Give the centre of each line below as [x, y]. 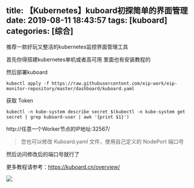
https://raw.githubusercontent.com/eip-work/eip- [115, 83]
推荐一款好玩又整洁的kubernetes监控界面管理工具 [67, 47]
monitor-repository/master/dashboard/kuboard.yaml [70, 88]
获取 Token [20, 100]
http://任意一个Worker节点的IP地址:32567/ [58, 129]
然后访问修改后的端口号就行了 [43, 154]
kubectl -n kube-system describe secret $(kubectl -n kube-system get [96, 112]
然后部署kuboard [27, 72]
